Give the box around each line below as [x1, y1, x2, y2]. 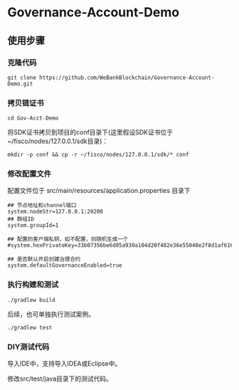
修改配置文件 [7, 169, 52, 179]
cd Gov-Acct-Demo [7, 115, 59, 122]
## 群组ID [7, 216, 34, 223]
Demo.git [7, 80, 33, 88]
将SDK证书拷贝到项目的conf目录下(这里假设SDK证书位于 [7, 128, 173, 137]
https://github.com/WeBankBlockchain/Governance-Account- [38, 74, 215, 81]
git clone [7, 74, 37, 81]
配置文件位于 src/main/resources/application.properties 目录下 [7, 186, 191, 195]
